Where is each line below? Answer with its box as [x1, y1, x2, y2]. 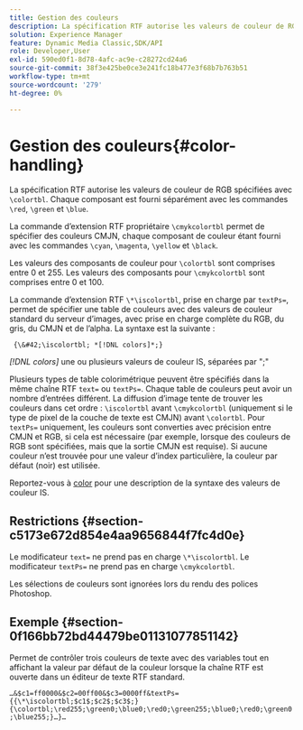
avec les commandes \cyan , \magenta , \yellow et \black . [9, 240, 219, 251]
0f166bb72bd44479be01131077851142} [9, 628, 239, 643]
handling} [9, 154, 85, 175]
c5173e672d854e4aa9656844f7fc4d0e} [9, 527, 245, 542]
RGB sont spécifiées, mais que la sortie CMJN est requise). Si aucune [9, 441, 268, 452]
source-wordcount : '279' [9, 80, 103, 89]
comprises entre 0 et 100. [9, 277, 105, 288]
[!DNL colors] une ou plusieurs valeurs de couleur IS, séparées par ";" [9, 356, 269, 367]
